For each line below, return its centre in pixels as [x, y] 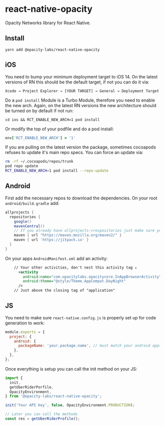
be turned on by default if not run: [39, 111]
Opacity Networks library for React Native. [48, 23]
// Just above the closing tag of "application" [65, 290]
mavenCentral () [29, 226]
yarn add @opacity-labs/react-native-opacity [52, 50]
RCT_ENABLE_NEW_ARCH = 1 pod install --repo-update [57, 171]
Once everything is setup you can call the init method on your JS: [71, 369]
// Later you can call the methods [41, 414]
